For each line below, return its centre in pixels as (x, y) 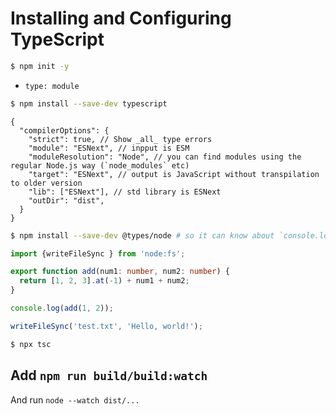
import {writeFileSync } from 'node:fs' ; (98, 253)
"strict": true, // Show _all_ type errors (120, 139)
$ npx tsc (31, 344)
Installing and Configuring (121, 18)
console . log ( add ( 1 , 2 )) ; (62, 308)
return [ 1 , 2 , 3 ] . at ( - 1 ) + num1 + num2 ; (104, 281)
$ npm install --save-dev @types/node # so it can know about (142, 235)
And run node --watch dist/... (75, 399)
